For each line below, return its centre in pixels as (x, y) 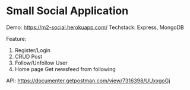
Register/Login (33, 50)
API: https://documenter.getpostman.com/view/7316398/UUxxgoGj (88, 81)
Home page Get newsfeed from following (65, 69)
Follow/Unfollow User (41, 63)
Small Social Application (67, 11)
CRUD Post (28, 56)
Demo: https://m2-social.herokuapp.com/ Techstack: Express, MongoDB (95, 27)
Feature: (16, 38)
